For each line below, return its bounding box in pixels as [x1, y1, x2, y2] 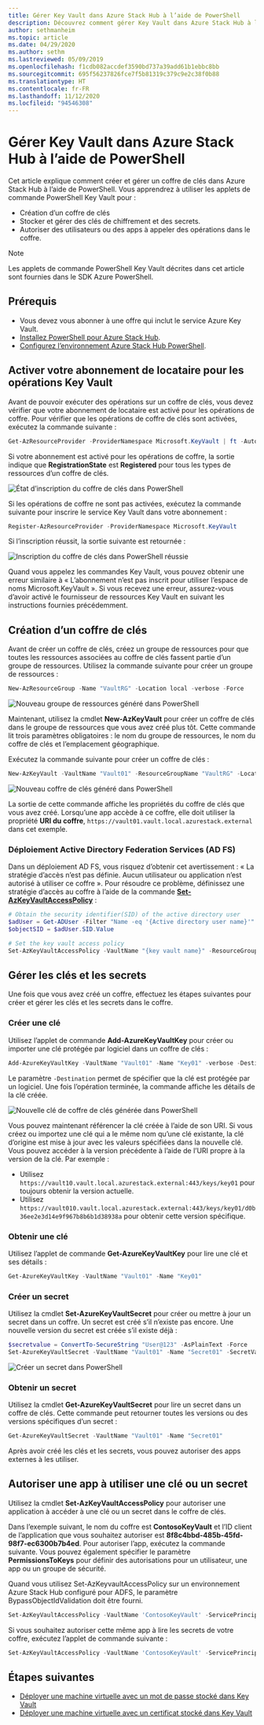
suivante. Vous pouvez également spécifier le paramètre [8, 1547, 191, 1556]
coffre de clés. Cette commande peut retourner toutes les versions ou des [8, 1408, 248, 1418]
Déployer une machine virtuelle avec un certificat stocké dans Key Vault [19, 1708, 253, 1718]
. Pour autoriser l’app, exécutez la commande [79, 1538, 225, 1548]
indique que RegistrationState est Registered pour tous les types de [8, 460, 232, 469]
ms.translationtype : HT [8, 77, 86, 85]
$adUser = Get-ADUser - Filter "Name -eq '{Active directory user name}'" [8, 918, 255, 926]
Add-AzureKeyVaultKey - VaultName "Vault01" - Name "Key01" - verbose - [8, 1059, 241, 1067]
